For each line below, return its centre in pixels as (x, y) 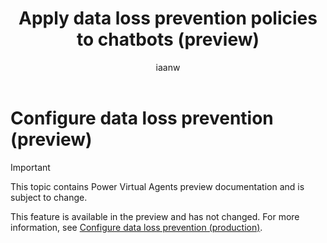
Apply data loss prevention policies (168, 18)
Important (30, 167)
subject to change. (49, 197)
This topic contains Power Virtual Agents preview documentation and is (157, 186)
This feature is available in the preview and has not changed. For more (155, 216)
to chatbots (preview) (168, 39)
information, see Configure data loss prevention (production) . (136, 227)
